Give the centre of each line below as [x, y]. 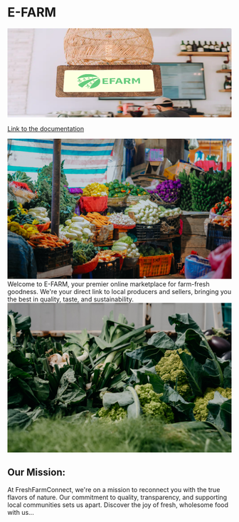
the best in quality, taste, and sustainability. [70, 299]
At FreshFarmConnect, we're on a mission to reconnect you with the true [114, 489]
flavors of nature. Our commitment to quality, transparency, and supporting [117, 497]
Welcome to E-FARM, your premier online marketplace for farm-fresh [108, 284]
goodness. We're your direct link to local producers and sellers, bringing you [119, 291]
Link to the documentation [46, 128]
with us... [21, 512]
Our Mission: [37, 473]
